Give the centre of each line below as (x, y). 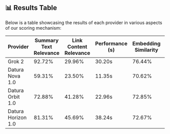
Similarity (146, 50)
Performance (112, 43)
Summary (47, 40)
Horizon (17, 117)
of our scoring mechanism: (33, 28)
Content (77, 46)
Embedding (146, 43)
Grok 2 (16, 61)
